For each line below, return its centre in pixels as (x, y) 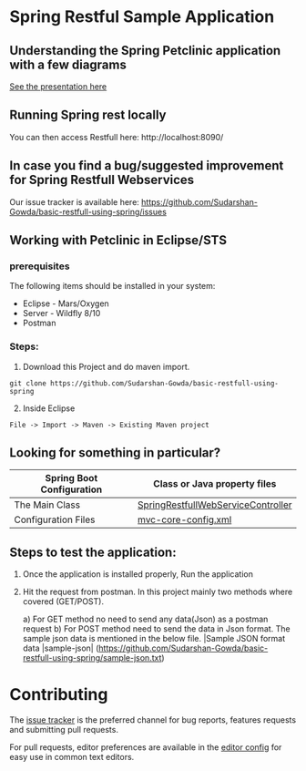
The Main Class (47, 505)
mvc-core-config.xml (185, 519)
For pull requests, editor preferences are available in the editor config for (146, 747)
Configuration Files (55, 519)
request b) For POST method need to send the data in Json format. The (156, 629)
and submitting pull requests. (64, 730)
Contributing (59, 695)
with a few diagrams (68, 64)
